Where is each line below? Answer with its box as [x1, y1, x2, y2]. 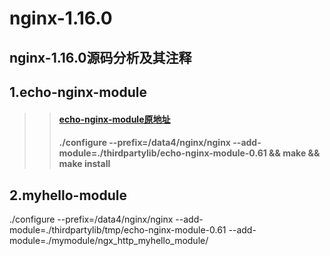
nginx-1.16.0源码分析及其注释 [9, 49, 192, 66]
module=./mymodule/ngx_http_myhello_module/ [9, 234, 209, 246]
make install [58, 158, 111, 170]
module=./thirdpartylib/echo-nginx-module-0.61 [58, 147, 267, 159]
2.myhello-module [9, 187, 127, 204]
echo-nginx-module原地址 [58, 113, 171, 125]
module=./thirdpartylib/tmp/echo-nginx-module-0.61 [9, 223, 227, 236]
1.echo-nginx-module [9, 83, 147, 101]
